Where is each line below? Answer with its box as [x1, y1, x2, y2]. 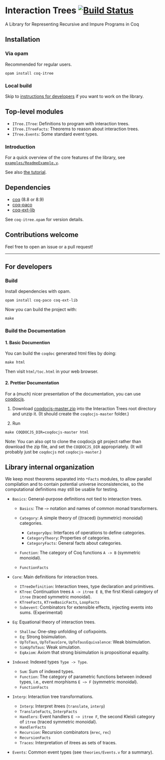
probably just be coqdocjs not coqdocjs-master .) [5, 449, 102, 454]
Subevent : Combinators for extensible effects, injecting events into [19, 604, 153, 610]
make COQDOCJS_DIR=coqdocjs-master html [5, 430, 89, 435]
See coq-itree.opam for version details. [5, 216, 84, 222]
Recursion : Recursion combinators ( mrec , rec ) [19, 730, 111, 735]
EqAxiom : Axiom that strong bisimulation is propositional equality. [19, 649, 150, 655]
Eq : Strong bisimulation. [19, 634, 67, 640]
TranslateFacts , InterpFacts [19, 708, 78, 714]
